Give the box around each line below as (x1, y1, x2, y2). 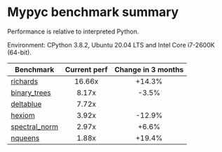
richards (11, 76, 39, 86)
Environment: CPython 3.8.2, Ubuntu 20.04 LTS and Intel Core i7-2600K (7, 40, 215, 49)
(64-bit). (7, 48, 32, 56)
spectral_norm (11, 121, 58, 131)
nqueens (11, 133, 40, 143)
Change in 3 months (114, 64, 184, 74)
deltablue (11, 99, 42, 109)
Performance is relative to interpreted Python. (7, 27, 139, 36)
